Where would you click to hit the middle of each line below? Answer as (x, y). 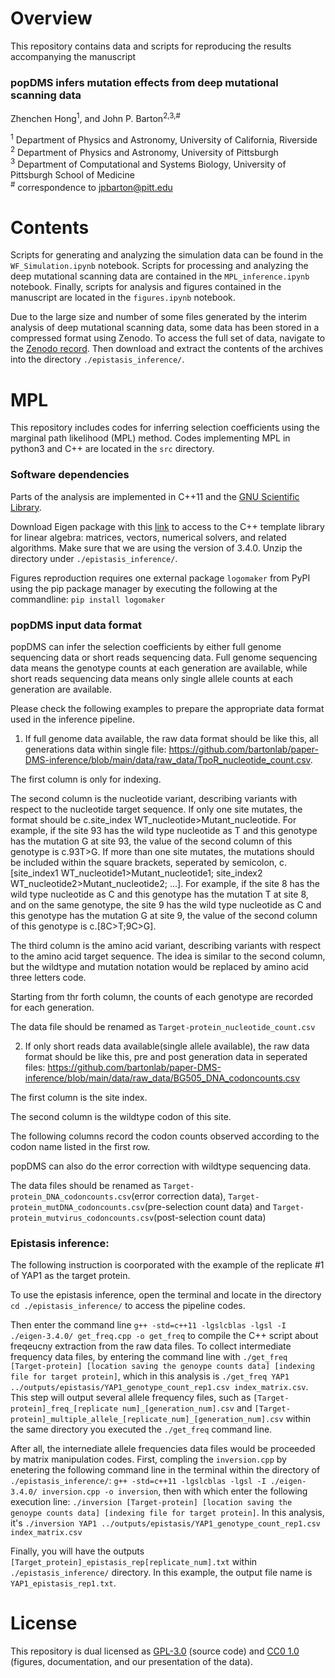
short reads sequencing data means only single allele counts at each (151, 678)
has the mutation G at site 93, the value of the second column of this (151, 841)
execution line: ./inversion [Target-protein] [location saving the (151, 1502)
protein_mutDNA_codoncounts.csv (77, 1207)
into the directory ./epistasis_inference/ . (97, 359)
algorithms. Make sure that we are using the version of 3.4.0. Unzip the (156, 548)
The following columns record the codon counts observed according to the (165, 1136)
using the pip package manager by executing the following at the (144, 588)
